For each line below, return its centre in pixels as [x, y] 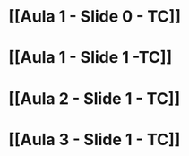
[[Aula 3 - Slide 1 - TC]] [94, 139]
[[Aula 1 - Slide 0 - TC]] [94, 17]
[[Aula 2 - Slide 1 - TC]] [94, 98]
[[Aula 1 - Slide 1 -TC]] [90, 58]
